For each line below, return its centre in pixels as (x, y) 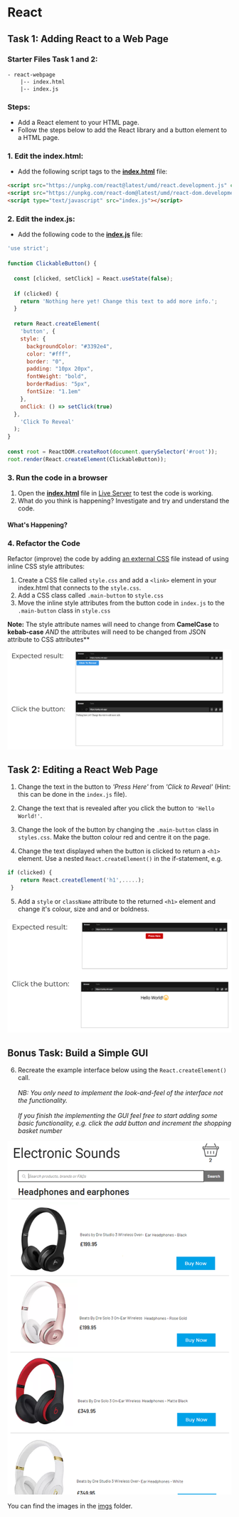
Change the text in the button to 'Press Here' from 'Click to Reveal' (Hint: (124, 787)
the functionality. (42, 1101)
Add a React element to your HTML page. (79, 123)
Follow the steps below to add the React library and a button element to (122, 130)
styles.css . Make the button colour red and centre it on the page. (114, 837)
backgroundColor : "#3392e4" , (69, 346)
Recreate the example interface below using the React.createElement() (122, 1070)
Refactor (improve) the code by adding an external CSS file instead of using (118, 558)
